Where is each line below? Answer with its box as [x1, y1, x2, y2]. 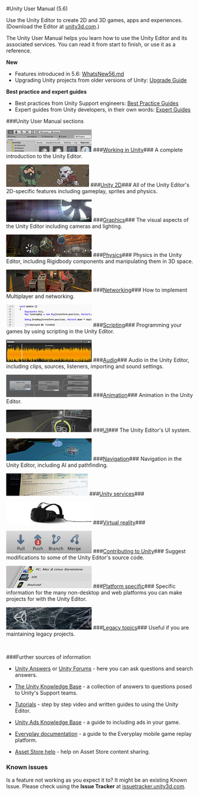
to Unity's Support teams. [14, 689, 78, 696]
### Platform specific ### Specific [93, 583, 176, 590]
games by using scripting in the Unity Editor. [6, 328, 115, 334]
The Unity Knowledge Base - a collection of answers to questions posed [14, 683, 192, 690]
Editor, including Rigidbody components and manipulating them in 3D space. [6, 258, 194, 265]
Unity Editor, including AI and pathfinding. [6, 462, 108, 469]
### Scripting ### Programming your [93, 321, 182, 329]
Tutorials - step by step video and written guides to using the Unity [14, 701, 179, 708]
